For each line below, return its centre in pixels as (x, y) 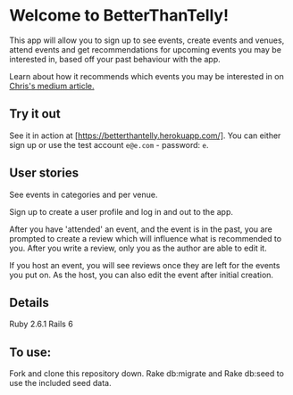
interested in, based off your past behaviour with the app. (115, 59)
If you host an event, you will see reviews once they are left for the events (145, 265)
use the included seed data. (60, 383)
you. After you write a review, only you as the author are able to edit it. (138, 248)
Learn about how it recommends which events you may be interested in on (146, 76)
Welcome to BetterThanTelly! (119, 16)
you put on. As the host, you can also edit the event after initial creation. (142, 275)
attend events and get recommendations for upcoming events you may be (145, 49)
